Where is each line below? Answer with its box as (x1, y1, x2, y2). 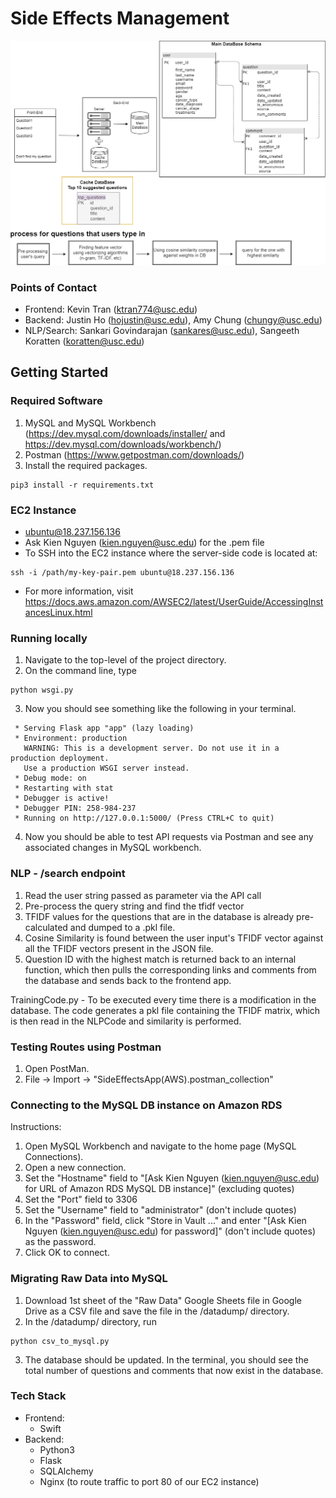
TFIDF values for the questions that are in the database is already (24, 910, 295, 922)
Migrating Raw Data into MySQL (10, 1272, 168, 1286)
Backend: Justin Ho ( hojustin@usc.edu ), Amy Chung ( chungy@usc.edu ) (24, 314, 323, 326)
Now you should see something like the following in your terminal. (24, 703, 297, 715)
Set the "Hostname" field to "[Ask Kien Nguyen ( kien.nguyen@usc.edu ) (24, 1172, 320, 1184)
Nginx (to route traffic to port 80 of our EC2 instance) (39, 1475, 260, 1487)
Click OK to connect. (24, 1247, 110, 1259)
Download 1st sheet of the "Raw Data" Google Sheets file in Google (24, 1294, 302, 1306)
